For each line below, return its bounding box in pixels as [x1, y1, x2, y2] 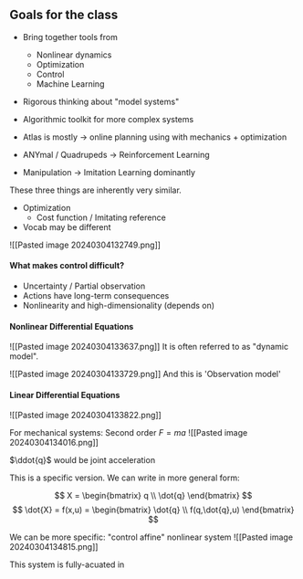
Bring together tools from [22, 31, 119, 42]
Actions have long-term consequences [22, 290, 170, 301]
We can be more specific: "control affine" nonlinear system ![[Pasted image [9, 532, 294, 542]
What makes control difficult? [9, 260, 125, 271]
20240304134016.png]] [9, 437, 99, 448]
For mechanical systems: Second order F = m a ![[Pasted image [9, 427, 248, 438]
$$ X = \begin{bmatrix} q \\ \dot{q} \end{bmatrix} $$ [54, 490, 253, 501]
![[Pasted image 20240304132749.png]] [9, 239, 162, 250]
